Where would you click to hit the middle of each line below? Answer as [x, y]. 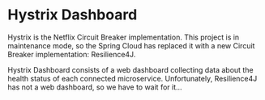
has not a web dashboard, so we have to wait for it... [95, 87]
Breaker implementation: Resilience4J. [72, 54]
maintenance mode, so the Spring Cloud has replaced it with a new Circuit [131, 45]
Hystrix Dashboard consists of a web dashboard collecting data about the [130, 69]
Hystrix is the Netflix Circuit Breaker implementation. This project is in [124, 37]
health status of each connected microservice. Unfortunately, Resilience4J [132, 78]
